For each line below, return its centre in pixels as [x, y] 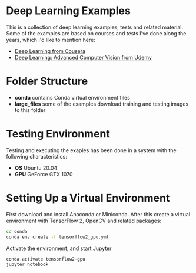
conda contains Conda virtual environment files [72, 97]
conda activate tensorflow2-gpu [46, 259]
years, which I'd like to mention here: [51, 40]
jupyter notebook [27, 264]
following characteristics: [37, 156]
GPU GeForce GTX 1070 [44, 174]
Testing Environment [58, 134]
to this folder [30, 110]
